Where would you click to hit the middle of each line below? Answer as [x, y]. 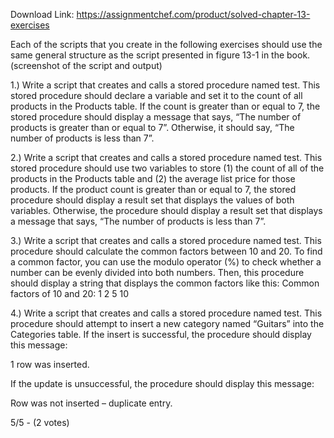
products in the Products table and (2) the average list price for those [153, 178]
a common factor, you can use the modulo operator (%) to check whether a [166, 262]
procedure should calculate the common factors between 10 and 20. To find [166, 251]
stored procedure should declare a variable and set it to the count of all [156, 95]
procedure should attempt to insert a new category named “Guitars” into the [167, 323]
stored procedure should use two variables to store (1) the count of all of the [167, 168]
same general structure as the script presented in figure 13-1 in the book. [160, 55]
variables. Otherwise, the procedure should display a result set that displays [166, 210]
